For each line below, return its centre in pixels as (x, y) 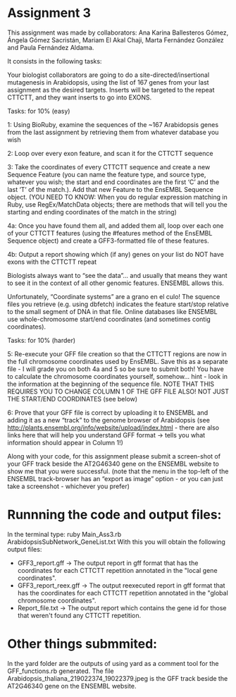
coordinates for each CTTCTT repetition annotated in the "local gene (117, 570)
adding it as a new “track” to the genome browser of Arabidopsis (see (108, 420)
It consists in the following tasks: (55, 61)
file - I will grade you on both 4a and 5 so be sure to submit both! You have (116, 369)
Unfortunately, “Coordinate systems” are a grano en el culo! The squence (114, 296)
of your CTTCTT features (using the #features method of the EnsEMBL (110, 233)
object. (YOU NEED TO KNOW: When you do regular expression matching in (117, 197)
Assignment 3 (49, 13)
